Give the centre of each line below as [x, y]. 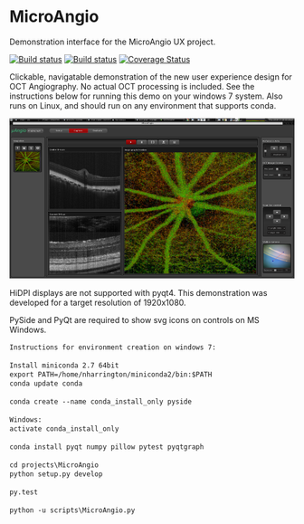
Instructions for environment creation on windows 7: [113, 348]
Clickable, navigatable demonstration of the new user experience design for [151, 76]
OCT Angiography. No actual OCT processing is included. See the [132, 86]
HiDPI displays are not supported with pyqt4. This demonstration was [138, 293]
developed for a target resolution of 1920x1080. [98, 303]
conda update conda [46, 384]
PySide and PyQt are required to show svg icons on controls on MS [134, 320]
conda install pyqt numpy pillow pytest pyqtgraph [107, 447]
